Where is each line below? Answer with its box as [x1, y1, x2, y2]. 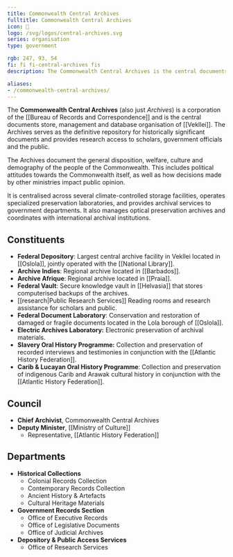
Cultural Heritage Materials [27, 499, 105, 507]
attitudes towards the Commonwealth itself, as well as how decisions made [7, 171, 222, 179]
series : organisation [7, 36, 70, 43]
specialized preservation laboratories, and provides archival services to [7, 199, 212, 207]
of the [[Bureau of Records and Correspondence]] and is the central [7, 113, 201, 121]
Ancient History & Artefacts [27, 491, 106, 499]
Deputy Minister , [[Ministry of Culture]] [17, 424, 131, 431]
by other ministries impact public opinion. [7, 178, 126, 187]
